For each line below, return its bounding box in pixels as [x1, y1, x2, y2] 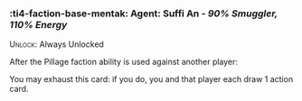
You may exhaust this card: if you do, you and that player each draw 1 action [9, 74, 294, 85]
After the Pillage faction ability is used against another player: [9, 57, 238, 68]
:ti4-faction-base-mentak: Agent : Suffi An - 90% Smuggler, [9, 7, 278, 20]
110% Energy [9, 18, 68, 31]
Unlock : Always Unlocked [9, 39, 104, 50]
